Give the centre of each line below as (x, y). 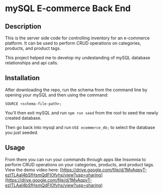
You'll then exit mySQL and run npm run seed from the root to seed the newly (82, 113)
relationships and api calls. (32, 63)
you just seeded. (22, 132)
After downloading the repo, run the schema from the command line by (76, 90)
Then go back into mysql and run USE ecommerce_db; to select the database (80, 127)
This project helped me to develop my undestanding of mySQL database (78, 58)
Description (23, 26)
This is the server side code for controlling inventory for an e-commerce (77, 38)
